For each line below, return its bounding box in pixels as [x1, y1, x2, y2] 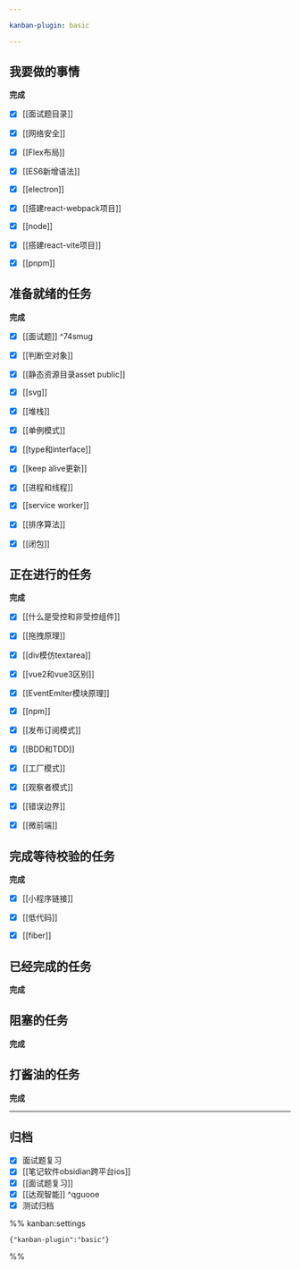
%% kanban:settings [9, 1218, 87, 1229]
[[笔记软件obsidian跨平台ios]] [21, 1166, 131, 1177]
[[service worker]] [21, 500, 89, 511]
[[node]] [21, 220, 54, 231]
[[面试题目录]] [21, 108, 74, 119]
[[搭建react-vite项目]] [21, 239, 102, 251]
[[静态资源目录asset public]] [21, 369, 126, 379]
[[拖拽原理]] [21, 630, 66, 641]
